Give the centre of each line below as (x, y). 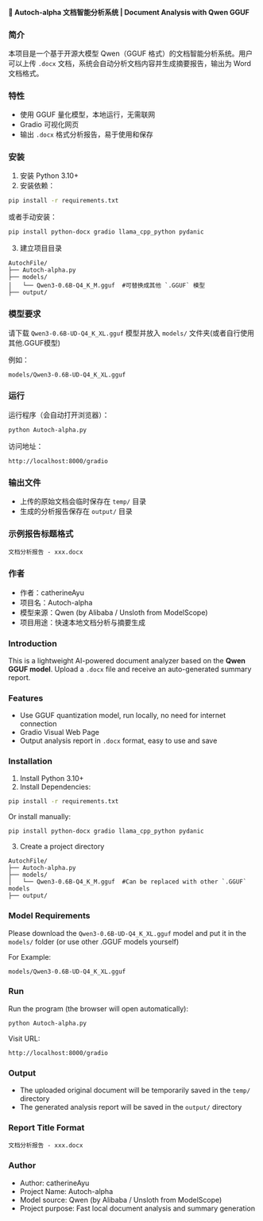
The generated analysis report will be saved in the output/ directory (131, 1107)
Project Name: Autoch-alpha (66, 1191)
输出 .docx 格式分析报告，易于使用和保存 (86, 134)
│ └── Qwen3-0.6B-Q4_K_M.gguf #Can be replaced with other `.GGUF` (128, 882)
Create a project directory (62, 847)
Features (26, 697)
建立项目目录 (41, 248)
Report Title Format (46, 1127)
